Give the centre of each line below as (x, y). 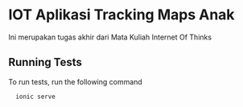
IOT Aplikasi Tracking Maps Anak (121, 15)
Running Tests (45, 62)
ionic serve (36, 97)
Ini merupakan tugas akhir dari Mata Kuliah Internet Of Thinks (110, 37)
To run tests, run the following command (75, 81)
